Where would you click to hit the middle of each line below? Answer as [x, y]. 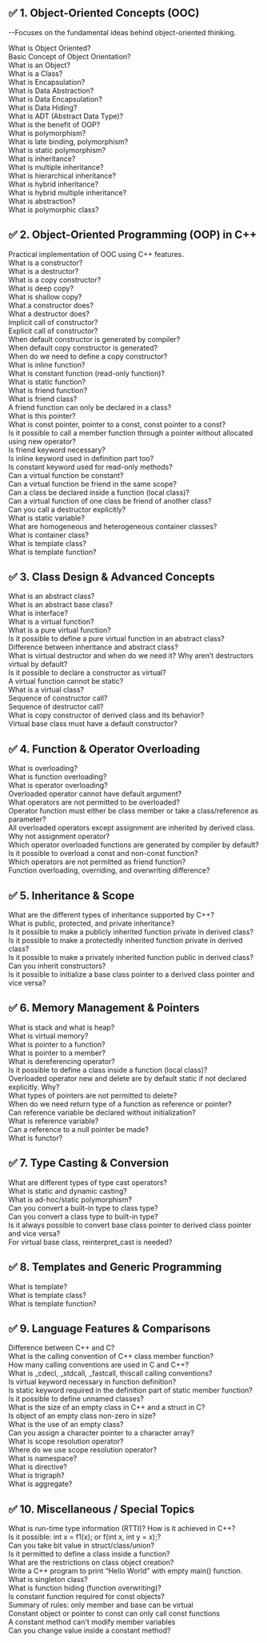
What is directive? [38, 1467]
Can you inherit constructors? [57, 966]
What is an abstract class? [52, 597]
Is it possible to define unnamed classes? [76, 1399]
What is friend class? [43, 399]
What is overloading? [43, 769]
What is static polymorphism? [57, 150]
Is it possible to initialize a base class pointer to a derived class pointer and [132, 974]
